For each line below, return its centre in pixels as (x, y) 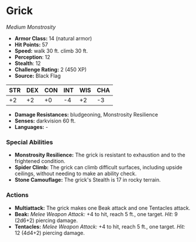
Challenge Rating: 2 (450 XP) (50, 69)
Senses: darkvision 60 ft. (45, 121)
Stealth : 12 (27, 63)
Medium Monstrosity (31, 27)
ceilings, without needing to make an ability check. (75, 173)
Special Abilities (30, 142)
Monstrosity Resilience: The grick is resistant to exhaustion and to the (100, 155)
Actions (18, 195)
